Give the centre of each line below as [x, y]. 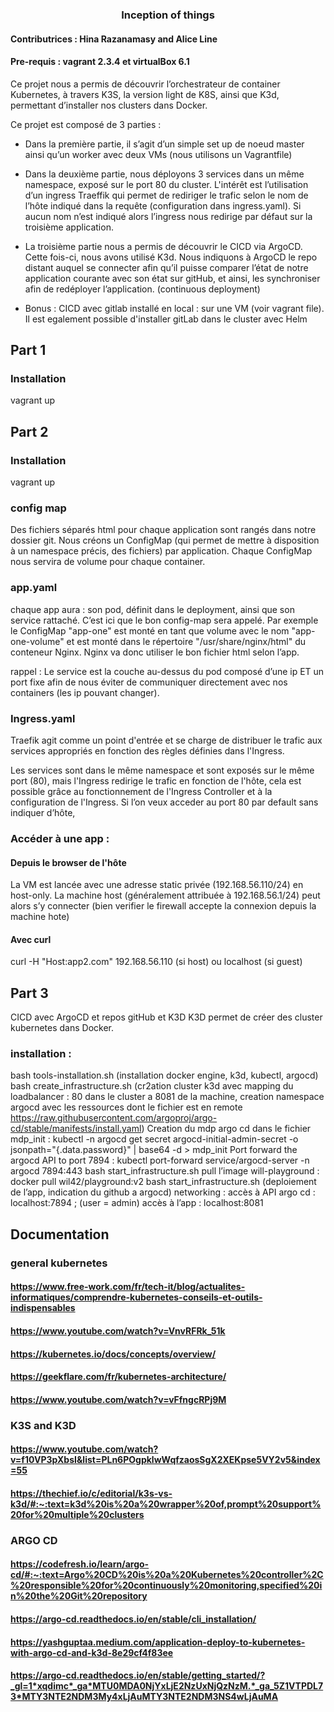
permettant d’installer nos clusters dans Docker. [109, 105]
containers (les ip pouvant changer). [85, 692]
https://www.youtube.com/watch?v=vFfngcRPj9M [118, 1399]
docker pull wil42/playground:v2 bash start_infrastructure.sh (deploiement [163, 1182]
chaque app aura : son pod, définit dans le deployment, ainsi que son [152, 609]
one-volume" [37, 641]
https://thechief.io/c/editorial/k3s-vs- [91, 1493]
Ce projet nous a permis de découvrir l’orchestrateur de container [145, 84]
